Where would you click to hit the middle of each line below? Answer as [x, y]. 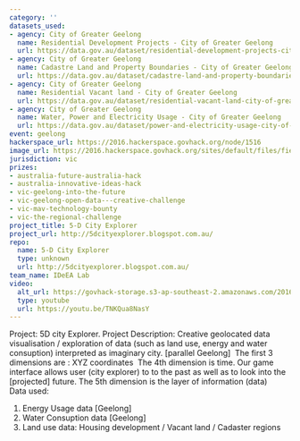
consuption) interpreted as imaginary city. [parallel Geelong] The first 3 [142, 353]
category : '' [33, 17]
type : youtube [43, 301]
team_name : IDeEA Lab [50, 276]
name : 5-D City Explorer [63, 250]
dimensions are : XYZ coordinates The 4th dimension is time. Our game [142, 362]
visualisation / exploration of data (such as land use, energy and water [138, 343]
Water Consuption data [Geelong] [84, 418]
